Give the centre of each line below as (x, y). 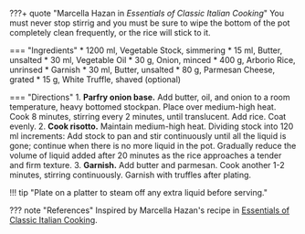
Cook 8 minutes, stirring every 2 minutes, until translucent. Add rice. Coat (148, 117)
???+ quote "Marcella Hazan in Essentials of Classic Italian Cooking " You (147, 13)
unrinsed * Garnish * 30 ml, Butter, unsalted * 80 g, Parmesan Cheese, (142, 69)
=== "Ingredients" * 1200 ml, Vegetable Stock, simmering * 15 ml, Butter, (146, 50)
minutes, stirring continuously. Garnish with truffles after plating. (131, 175)
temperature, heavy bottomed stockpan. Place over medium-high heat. (143, 107)
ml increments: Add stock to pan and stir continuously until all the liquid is (148, 136)
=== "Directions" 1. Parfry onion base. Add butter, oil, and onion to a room (150, 97)
